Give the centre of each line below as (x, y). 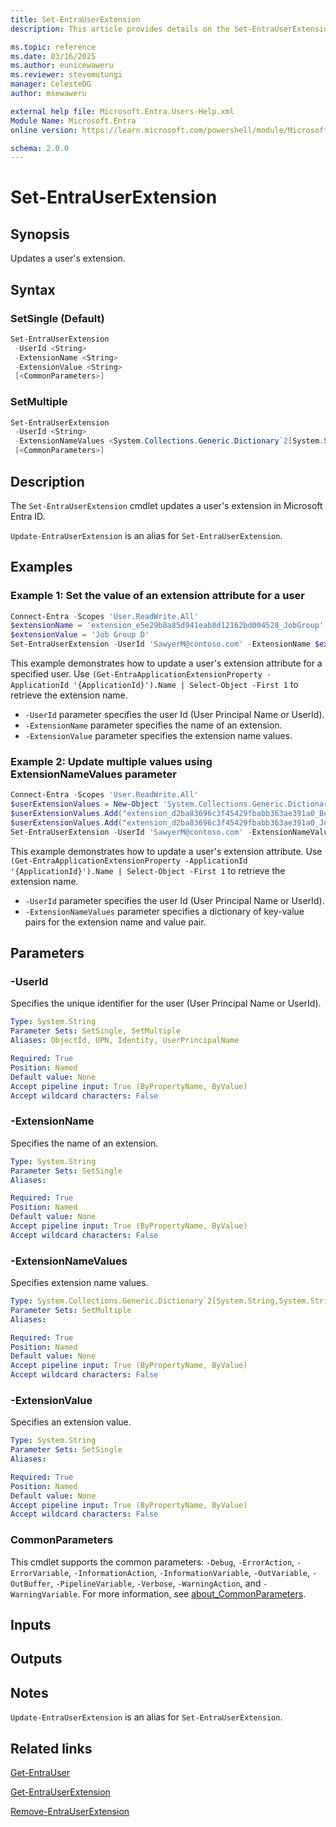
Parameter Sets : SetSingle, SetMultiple (96, 1031)
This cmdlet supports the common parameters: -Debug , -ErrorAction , (152, 1562)
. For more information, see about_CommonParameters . (192, 1593)
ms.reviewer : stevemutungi (66, 75)
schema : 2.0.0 (40, 148)
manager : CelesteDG (51, 84)
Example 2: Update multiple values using (111, 762)
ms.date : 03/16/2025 (53, 56)
